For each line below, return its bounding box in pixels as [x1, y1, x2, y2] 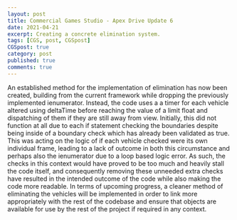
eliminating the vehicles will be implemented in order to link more [7, 189, 198, 198]
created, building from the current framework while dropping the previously [7, 91, 229, 99]
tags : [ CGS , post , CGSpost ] [7, 37, 91, 44]
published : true [7, 57, 56, 64]
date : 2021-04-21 [7, 24, 59, 31]
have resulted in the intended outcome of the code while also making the [7, 174, 221, 183]
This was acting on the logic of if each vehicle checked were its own [7, 136, 208, 145]
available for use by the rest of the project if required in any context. [7, 204, 207, 213]
